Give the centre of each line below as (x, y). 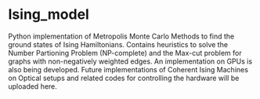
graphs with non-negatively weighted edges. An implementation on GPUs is (130, 61)
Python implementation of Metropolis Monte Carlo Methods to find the (121, 36)
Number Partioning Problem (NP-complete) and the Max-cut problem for (125, 53)
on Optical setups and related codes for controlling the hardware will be (124, 78)
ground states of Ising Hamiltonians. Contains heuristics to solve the (118, 44)
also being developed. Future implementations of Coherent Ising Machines (128, 69)
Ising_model (49, 15)
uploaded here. (32, 86)
